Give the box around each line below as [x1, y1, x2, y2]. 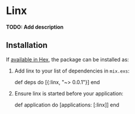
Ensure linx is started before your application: [14, 89, 124, 97]
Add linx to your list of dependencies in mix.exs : [14, 67, 130, 74]
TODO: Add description [6, 23, 64, 30]
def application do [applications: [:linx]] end [14, 101, 119, 108]
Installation [6, 40, 48, 50]
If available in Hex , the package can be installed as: [6, 56, 129, 63]
